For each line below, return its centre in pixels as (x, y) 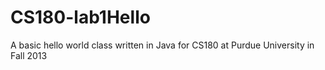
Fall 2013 (29, 55)
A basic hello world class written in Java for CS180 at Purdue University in (162, 45)
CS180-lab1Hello (80, 17)
